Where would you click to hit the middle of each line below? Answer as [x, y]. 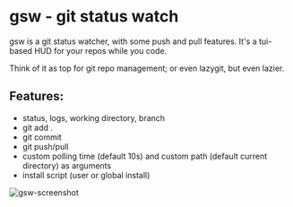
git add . [38, 127]
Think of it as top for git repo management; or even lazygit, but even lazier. [147, 68]
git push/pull [45, 146]
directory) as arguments [67, 165]
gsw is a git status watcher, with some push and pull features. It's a [133, 41]
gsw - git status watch [94, 17]
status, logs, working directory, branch [94, 117]
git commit [42, 137]
